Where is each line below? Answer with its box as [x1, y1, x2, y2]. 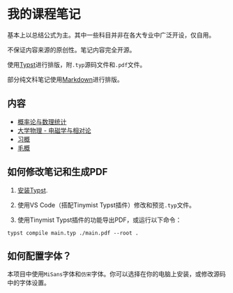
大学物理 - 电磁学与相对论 [17, 126, 92, 135]
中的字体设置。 [7, 278, 50, 287]
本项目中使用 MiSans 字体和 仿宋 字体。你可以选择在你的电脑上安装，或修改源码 [7, 270, 226, 278]
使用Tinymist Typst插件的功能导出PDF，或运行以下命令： [17, 216, 182, 224]
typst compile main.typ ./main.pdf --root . [7, 230, 139, 236]
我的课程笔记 [7, 6, 82, 22]
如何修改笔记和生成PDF [7, 166, 108, 178]
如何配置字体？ [7, 250, 72, 262]
